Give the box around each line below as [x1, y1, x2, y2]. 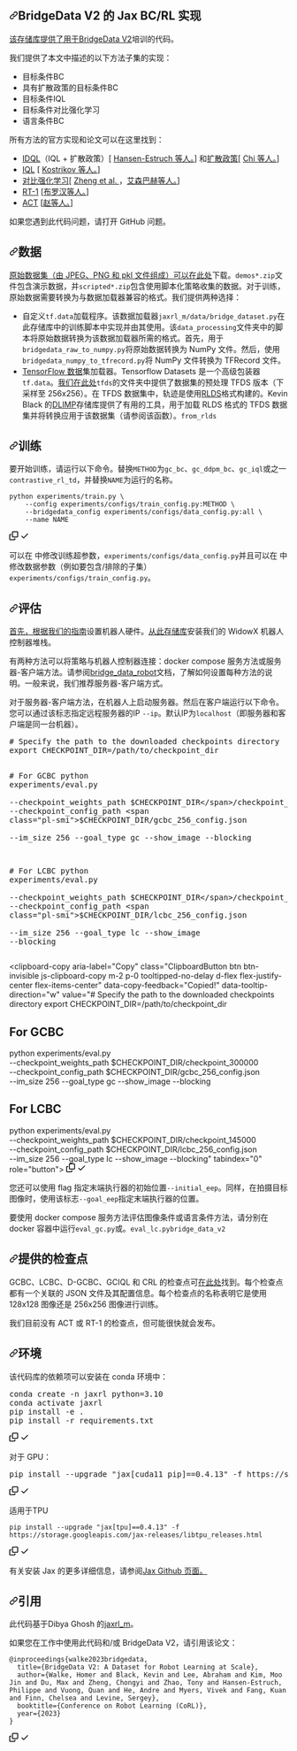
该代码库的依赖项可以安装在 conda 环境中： [9, 1371, 168, 1382]
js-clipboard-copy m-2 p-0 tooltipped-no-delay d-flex [41, 971, 239, 981]
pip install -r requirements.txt [9, 1415, 155, 1425]
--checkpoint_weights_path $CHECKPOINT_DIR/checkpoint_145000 [9, 1134, 256, 1145]
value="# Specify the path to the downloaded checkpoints [61, 989, 275, 1000]
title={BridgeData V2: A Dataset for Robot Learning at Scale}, [17, 1663, 259, 1672]
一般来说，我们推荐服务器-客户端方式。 [25, 678, 168, 688]
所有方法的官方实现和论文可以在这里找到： [9, 134, 164, 144]
